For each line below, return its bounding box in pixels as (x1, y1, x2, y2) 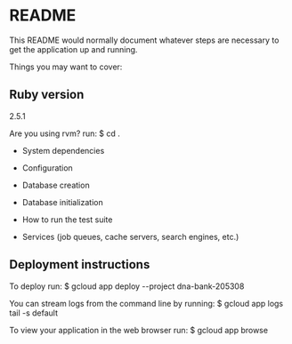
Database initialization (21, 196, 104, 207)
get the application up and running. (9, 44, 138, 54)
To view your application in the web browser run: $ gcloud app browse (9, 324, 269, 335)
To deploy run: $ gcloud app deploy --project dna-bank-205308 (9, 281, 245, 292)
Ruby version (9, 87, 85, 102)
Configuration (21, 162, 73, 173)
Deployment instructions (9, 257, 150, 272)
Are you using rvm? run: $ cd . (9, 128, 120, 139)
